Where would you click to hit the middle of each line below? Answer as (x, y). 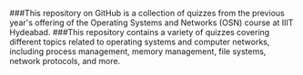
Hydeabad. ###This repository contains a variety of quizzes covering (140, 32)
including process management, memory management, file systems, (138, 52)
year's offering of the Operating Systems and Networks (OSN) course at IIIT (151, 23)
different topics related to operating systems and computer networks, (140, 42)
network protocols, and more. (65, 61)
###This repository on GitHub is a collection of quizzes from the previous (147, 13)
